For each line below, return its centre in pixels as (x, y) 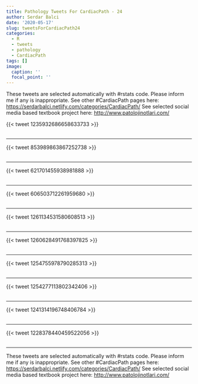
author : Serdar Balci (33, 17)
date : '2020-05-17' (30, 22)
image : (14, 66)
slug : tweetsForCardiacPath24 (43, 28)
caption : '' (26, 72)
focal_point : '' (31, 77)
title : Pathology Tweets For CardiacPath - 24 (64, 11)
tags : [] (17, 61)
